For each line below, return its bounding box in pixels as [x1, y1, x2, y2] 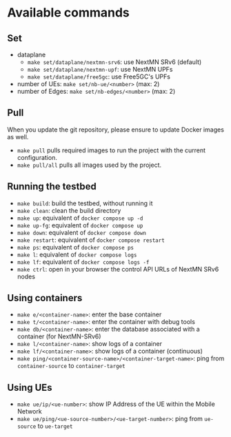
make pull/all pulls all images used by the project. [17, 161, 162, 169]
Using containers [7, 292, 83, 304]
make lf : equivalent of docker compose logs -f [17, 257, 150, 266]
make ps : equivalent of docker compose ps [17, 243, 134, 251]
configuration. [17, 153, 57, 161]
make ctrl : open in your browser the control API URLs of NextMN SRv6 [17, 265, 219, 273]
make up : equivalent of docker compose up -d [17, 214, 143, 222]
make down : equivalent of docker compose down [17, 228, 147, 236]
